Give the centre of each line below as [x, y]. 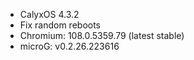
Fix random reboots [60, 25]
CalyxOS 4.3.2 [49, 14]
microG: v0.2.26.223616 [69, 46]
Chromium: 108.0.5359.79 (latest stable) [102, 35]
